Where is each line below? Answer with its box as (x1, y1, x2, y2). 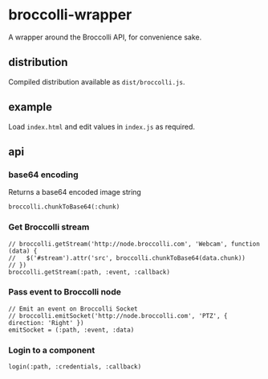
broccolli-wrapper (8, 6, 132, 24)
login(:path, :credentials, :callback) (8, 363, 142, 371)
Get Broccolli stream (8, 221, 90, 233)
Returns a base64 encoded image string (8, 187, 142, 197)
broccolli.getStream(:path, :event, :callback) (8, 268, 171, 276)
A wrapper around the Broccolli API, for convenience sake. (8, 32, 202, 42)
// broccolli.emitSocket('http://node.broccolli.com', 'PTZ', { (8, 311, 228, 319)
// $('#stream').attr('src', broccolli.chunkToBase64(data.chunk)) (8, 253, 246, 262)
